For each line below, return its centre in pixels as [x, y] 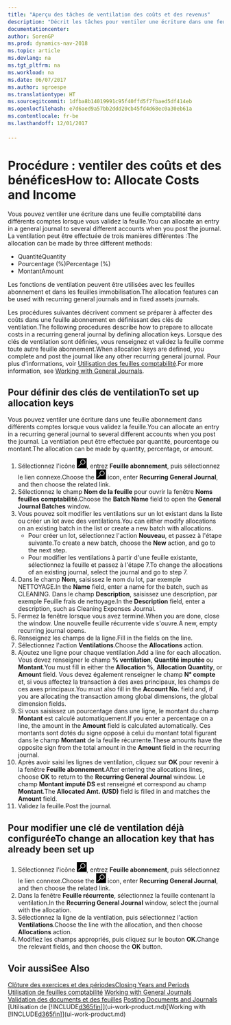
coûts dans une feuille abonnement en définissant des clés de [95, 319]
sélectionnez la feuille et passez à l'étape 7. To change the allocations [125, 565]
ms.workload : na [31, 72]
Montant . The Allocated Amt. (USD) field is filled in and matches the [114, 792]
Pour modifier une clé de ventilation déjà [96, 828]
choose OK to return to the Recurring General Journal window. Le [111, 777]
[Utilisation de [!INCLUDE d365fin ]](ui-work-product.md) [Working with [107, 1007]
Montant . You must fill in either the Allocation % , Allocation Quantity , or [120, 667]
